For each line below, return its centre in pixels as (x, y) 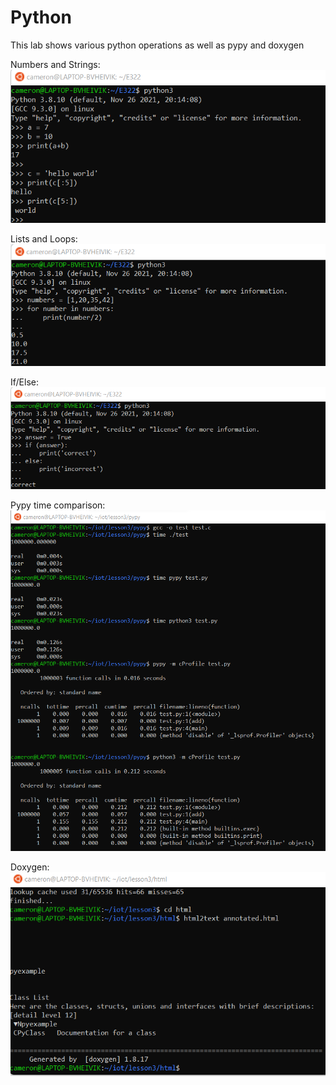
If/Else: (24, 382)
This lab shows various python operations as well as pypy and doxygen (157, 45)
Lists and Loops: (44, 239)
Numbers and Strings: (55, 64)
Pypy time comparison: (58, 505)
